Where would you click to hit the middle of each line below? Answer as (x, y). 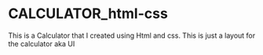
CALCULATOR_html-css (88, 14)
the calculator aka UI (42, 43)
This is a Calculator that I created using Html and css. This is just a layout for (132, 35)
